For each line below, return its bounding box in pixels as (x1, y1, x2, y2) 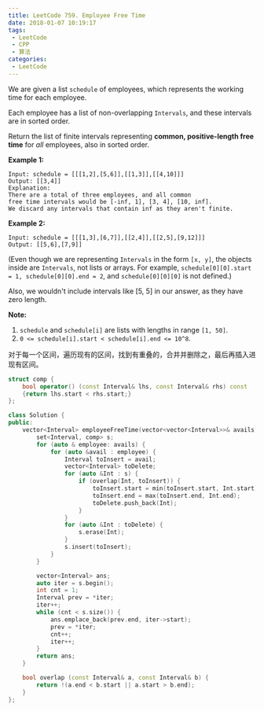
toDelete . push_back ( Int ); (92, 499, 178, 507)
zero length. (8, 294, 47, 304)
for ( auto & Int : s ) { (64, 470, 139, 478)
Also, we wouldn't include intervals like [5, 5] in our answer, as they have (8, 286, 244, 296)
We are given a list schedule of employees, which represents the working (8, 84, 244, 94)
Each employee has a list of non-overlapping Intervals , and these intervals (8, 108, 252, 117)
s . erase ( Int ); (78, 529, 125, 536)
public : (8, 418, 34, 427)
